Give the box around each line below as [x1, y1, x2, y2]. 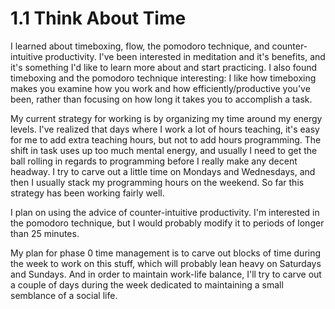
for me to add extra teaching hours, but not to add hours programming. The [10, 133, 322, 146]
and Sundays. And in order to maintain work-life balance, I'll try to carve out [10, 268, 322, 280]
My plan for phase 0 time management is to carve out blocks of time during [10, 247, 322, 259]
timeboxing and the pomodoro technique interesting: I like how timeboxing [10, 72, 317, 84]
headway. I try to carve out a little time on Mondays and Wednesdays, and [10, 165, 316, 177]
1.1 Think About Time [10, 7, 187, 30]
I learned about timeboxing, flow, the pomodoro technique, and [10, 40, 270, 52]
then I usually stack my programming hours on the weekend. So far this [10, 176, 305, 188]
